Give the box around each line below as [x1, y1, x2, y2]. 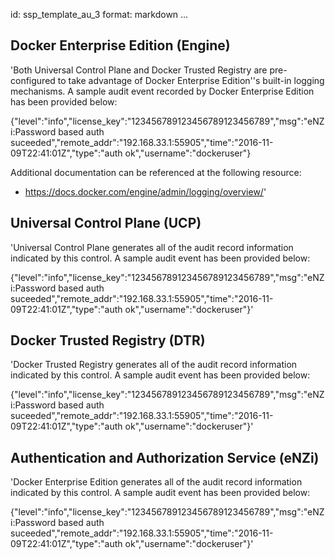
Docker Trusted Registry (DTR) [10, 332, 206, 349]
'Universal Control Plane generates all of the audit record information [10, 241, 294, 253]
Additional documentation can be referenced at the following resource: [10, 166, 302, 178]
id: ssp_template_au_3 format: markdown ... [10, 9, 189, 20]
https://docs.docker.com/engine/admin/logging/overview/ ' [24, 185, 267, 198]
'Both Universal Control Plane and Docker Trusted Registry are [10, 64, 268, 76]
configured [10, 74, 56, 86]
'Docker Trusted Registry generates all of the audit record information [10, 359, 298, 371]
